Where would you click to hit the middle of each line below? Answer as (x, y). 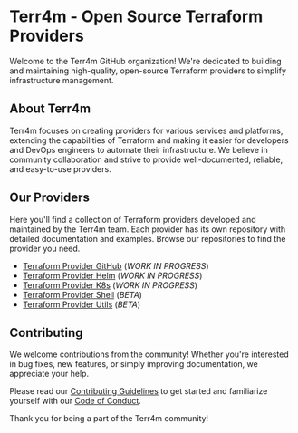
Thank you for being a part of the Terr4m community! (109, 419)
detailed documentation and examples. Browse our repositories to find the (148, 238)
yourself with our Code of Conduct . (76, 401)
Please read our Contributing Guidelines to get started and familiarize (139, 391)
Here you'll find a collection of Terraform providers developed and (133, 219)
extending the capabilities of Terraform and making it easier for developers (149, 140)
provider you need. (45, 248)
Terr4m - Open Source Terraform (136, 17)
